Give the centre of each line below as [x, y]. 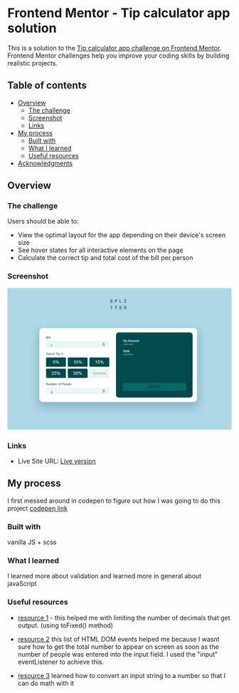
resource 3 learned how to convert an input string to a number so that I [122, 675]
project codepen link [37, 508]
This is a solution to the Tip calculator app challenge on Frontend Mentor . [115, 48]
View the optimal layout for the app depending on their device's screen [122, 235]
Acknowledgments [45, 163]
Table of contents [47, 86]
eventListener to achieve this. [61, 662]
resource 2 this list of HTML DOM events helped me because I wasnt [118, 639]
